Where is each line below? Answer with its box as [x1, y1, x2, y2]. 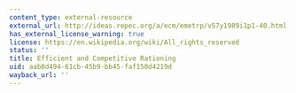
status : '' [9, 46, 50, 55]
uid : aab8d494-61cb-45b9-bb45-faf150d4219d [9, 63, 173, 72]
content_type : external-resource [9, 12, 133, 22]
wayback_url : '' [9, 71, 69, 80]
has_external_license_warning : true [9, 29, 144, 38]
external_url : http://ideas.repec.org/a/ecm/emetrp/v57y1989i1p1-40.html [9, 21, 288, 30]
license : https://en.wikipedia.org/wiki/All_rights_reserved [9, 37, 240, 47]
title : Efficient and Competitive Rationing [9, 54, 176, 63]
